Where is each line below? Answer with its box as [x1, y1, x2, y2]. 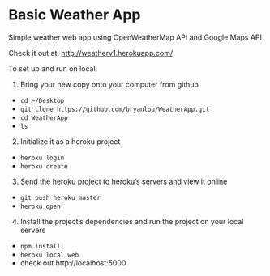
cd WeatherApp [19, 113, 68, 122]
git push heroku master [19, 193, 101, 202]
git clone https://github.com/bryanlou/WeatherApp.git [19, 105, 210, 113]
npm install [19, 242, 61, 250]
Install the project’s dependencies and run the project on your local [19, 216, 244, 226]
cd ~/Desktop [19, 96, 65, 104]
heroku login [19, 154, 65, 162]
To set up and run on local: [8, 63, 98, 74]
